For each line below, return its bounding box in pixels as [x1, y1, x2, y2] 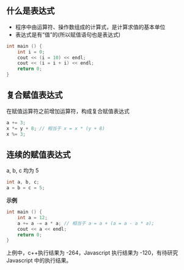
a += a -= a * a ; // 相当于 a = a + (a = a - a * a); [17, 220, 155, 227]
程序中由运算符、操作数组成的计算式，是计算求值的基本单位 [15, 23, 166, 31]
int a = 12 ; [17, 214, 48, 220]
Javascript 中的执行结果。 [6, 257, 72, 264]
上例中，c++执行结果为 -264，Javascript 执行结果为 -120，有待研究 [6, 249, 178, 257]
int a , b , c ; [6, 179, 40, 186]
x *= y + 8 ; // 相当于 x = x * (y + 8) [6, 125, 105, 132]
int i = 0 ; [17, 48, 45, 55]
